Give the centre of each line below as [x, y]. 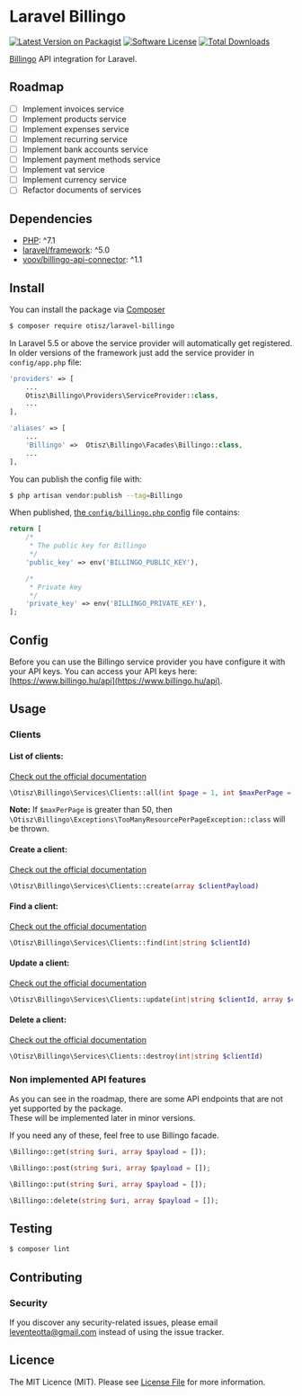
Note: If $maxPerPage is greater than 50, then [91, 810]
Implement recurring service [75, 139]
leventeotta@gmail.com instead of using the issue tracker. [117, 1331]
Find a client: [34, 906]
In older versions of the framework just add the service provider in [132, 352]
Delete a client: [38, 1020]
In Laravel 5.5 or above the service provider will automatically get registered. [151, 342]
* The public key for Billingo [88, 546]
